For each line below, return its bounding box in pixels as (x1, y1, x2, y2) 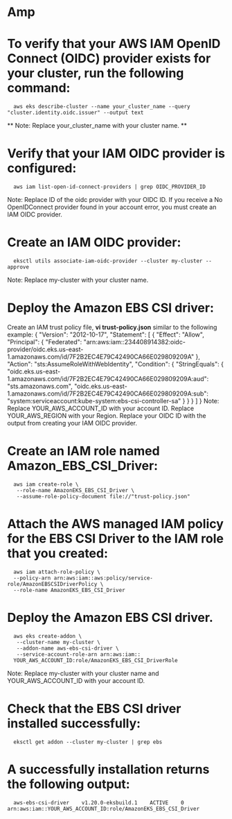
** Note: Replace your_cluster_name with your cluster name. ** (7, 121, 188, 130)
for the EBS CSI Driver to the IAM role (7, 531, 224, 547)
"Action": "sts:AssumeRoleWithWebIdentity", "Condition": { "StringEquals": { (7, 360, 224, 368)
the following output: (7, 776, 130, 792)
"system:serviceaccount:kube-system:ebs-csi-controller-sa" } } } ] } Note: (7, 396, 220, 405)
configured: (7, 160, 77, 176)
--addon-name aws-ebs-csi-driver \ (16, 645, 119, 652)
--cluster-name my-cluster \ (16, 639, 100, 645)
